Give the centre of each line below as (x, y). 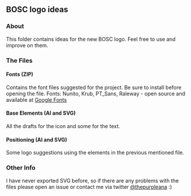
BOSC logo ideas (37, 10)
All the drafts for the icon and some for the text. (63, 126)
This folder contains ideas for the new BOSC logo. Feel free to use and (91, 39)
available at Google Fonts (37, 99)
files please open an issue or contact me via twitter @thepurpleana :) (89, 187)
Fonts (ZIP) (20, 74)
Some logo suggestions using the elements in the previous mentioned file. (95, 153)
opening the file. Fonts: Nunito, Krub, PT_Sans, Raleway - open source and (96, 94)
